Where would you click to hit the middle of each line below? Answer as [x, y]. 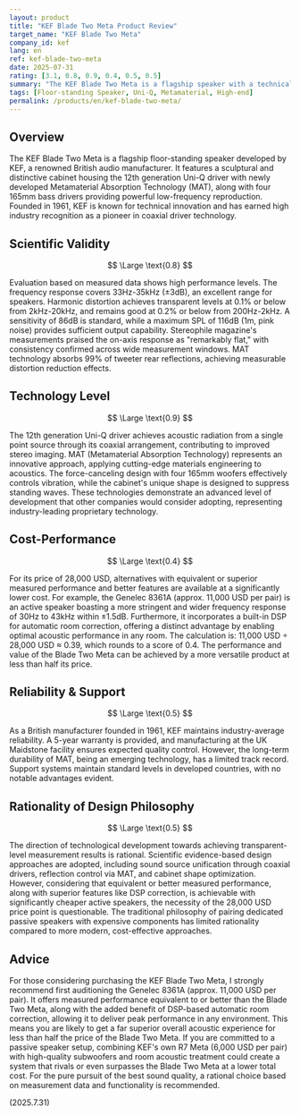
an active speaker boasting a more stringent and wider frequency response [148, 607]
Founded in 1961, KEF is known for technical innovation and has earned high [149, 206]
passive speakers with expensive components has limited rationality [134, 922]
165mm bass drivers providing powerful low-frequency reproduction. [136, 197]
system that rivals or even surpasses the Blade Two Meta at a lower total [143, 1067]
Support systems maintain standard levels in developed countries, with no [145, 769]
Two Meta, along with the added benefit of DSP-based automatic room [139, 1009]
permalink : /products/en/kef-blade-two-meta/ [95, 101]
